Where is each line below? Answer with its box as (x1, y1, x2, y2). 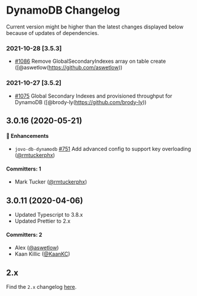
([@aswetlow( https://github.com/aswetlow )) (14, 64, 123, 71)
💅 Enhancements (6, 132, 49, 139)
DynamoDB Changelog (6, 4, 120, 17)
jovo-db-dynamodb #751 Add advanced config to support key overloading (14, 146, 191, 153)
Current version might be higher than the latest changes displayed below (6, 23, 184, 30)
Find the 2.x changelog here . (6, 284, 77, 291)
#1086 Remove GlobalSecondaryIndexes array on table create (14, 57, 166, 65)
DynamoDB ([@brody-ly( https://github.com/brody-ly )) (14, 98, 147, 105)
